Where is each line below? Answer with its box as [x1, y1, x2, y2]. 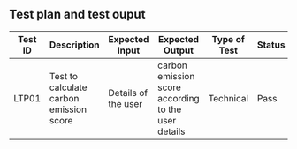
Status [256, 39, 286, 51]
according [157, 92, 201, 104]
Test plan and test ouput [9, 7, 146, 22]
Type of [211, 33, 246, 45]
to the [157, 103, 182, 115]
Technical [208, 92, 249, 104]
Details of [108, 86, 148, 99]
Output [163, 44, 194, 56]
